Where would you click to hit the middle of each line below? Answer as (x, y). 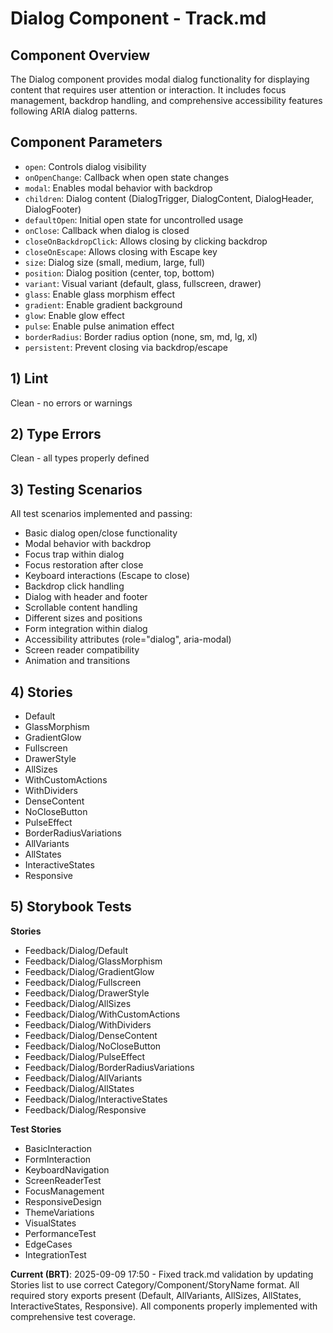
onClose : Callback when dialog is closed (107, 230)
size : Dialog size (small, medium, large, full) (115, 262)
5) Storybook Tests (71, 907)
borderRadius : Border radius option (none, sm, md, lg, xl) (141, 336)
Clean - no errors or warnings (71, 403)
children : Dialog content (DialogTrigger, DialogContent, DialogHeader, (169, 198)
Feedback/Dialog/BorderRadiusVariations (109, 1067)
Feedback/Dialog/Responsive (85, 1109)
